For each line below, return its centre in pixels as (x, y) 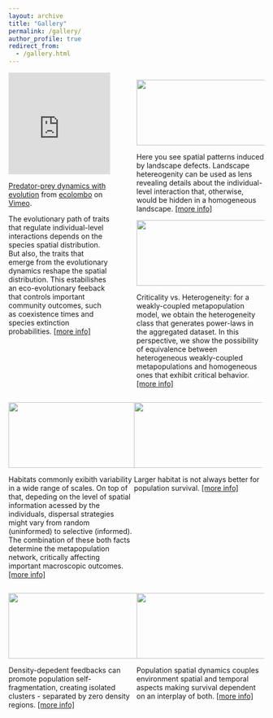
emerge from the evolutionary (58, 262)
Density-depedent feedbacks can (65, 670)
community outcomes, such (55, 305)
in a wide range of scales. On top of (68, 488)
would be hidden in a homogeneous (197, 200)
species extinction (39, 323)
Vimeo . (20, 203)
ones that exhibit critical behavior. (193, 375)
